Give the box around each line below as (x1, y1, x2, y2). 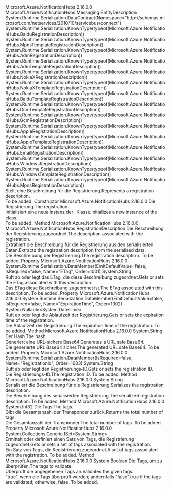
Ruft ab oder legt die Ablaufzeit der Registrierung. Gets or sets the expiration (5, 312, 164, 318)
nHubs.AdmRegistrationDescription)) (5, 52, 82, 58)
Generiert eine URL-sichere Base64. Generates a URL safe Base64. (5, 339, 145, 345)
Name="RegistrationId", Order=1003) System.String (5, 360, 113, 366)
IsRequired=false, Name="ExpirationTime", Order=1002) (5, 301, 123, 307)
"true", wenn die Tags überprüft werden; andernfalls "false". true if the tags (5, 474, 161, 480)
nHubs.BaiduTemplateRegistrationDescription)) (5, 96, 104, 102)
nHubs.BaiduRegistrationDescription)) (5, 31, 85, 37)
